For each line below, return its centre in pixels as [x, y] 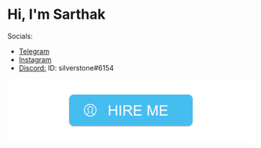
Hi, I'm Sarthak [56, 14]
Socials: [20, 36]
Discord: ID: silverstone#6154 [66, 67]
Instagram [35, 60]
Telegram [34, 51]
